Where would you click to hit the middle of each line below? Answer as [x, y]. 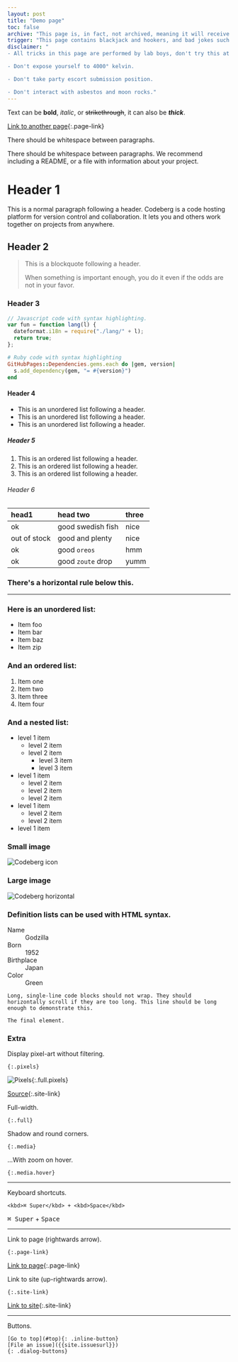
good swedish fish [88, 526]
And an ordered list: [42, 666]
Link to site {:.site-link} [39, 1306]
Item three [33, 696]
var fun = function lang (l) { [52, 325]
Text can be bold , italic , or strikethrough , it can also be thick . [96, 112]
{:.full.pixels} [50, 1080]
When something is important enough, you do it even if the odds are [124, 278]
